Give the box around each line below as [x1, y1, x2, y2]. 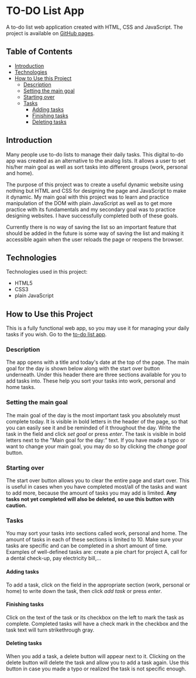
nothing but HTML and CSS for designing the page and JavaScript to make [6, 187, 187, 194]
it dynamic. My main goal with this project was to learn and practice [6, 193, 170, 200]
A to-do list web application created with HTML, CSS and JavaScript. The [6, 23, 183, 30]
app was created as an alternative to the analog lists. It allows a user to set [6, 157, 186, 164]
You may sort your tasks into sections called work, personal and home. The [6, 530, 188, 537]
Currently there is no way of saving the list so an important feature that [6, 223, 177, 230]
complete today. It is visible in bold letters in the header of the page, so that [6, 418, 188, 425]
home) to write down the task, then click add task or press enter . [6, 587, 163, 594]
